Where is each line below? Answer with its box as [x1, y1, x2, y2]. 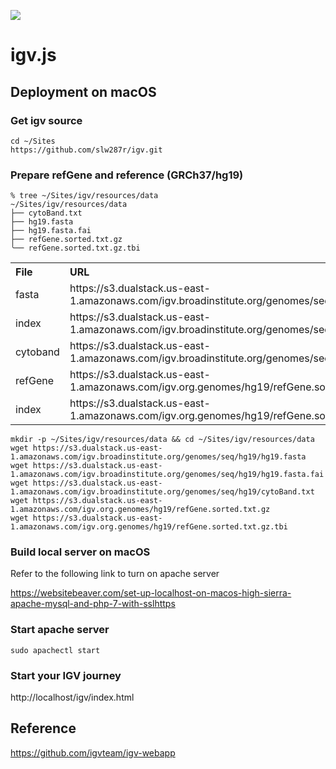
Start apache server [10, 623, 110, 637]
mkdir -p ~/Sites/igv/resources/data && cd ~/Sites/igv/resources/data [10, 435, 315, 445]
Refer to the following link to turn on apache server [10, 568, 220, 580]
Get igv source [10, 113, 83, 127]
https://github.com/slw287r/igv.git [10, 145, 163, 155]
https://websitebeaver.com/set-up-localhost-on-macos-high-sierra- [10, 587, 292, 599]
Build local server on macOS [10, 545, 151, 559]
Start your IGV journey [10, 668, 122, 682]
